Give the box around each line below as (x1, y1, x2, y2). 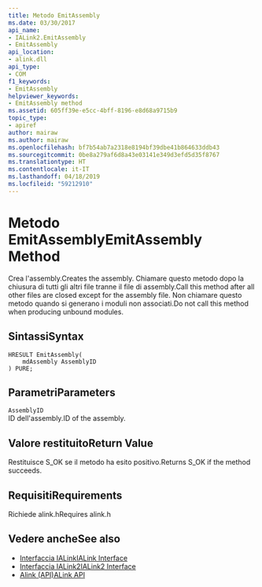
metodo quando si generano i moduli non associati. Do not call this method (8, 299, 249, 308)
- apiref (8, 121, 37, 129)
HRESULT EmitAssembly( (8, 351, 83, 359)
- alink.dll (8, 56, 47, 64)
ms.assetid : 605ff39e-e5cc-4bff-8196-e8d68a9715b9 (8, 107, 178, 115)
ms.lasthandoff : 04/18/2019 (8, 173, 101, 181)
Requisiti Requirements (8, 489, 123, 502)
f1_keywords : (8, 77, 51, 85)
